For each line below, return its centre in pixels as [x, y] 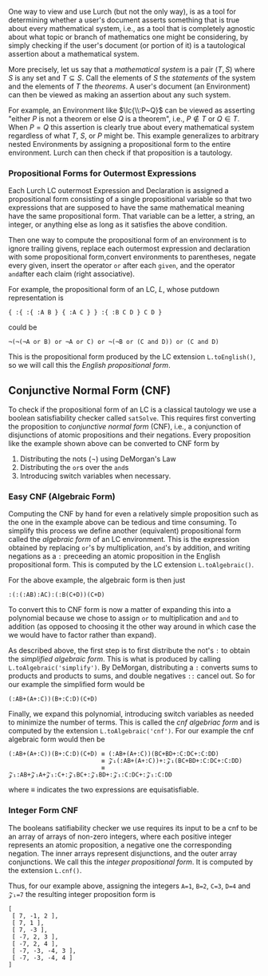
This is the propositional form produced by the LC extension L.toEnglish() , [132, 357]
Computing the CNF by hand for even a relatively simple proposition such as [134, 514]
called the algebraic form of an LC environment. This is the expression [124, 539]
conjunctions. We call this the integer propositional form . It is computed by [131, 862]
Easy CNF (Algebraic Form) [62, 496]
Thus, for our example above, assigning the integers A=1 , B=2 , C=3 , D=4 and [130, 886]
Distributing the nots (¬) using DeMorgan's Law [98, 459]
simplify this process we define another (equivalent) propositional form [125, 531]
